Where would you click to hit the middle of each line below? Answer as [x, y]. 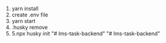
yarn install [25, 9]
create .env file [30, 15]
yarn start [24, 21]
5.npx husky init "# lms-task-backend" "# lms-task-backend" [86, 34]
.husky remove [30, 27]
